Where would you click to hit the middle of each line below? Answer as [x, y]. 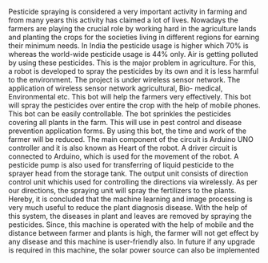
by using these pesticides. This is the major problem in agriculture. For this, [132, 63]
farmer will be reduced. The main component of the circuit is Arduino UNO [131, 139]
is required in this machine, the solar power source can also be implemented [134, 250]
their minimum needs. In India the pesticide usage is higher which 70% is [129, 46]
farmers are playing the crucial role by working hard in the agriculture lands [132, 28]
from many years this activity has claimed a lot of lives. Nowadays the [123, 20]
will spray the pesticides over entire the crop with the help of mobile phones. [134, 105]
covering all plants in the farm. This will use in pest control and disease [125, 122]
